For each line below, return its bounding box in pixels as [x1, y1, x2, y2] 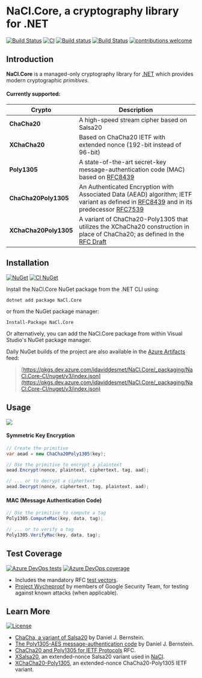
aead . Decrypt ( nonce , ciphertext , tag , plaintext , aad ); [6, 484, 149, 490]
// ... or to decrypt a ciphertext [6, 478, 96, 484]
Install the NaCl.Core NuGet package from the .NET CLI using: [6, 286, 160, 293]
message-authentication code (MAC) [79, 165, 185, 174]
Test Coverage [6, 549, 63, 559]
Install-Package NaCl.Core [6, 319, 74, 325]
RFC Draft [79, 237, 107, 246]
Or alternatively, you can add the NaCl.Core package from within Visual [6, 329, 183, 337]
